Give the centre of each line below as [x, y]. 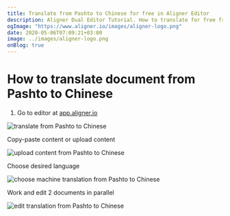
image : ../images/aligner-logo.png [58, 39]
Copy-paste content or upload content [61, 139]
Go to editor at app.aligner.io [57, 112]
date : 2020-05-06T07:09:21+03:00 [55, 33]
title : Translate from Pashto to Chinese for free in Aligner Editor [108, 13]
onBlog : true [26, 45]
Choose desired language [43, 166]
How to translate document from [101, 79]
